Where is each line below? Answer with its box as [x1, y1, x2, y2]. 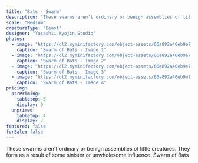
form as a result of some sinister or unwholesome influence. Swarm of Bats [6, 151, 189, 158]
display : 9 [16, 101, 44, 108]
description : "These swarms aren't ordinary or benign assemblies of [6, 14, 181, 20]
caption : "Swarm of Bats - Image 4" [16, 80, 107, 86]
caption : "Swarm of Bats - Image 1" [16, 47, 107, 53]
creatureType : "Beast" [6, 25, 62, 31]
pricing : [6, 85, 28, 91]
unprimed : [11, 107, 35, 113]
